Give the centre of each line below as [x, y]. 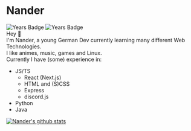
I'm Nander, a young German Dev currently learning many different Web [96, 40]
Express [34, 90]
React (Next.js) [43, 77]
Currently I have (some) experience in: [54, 59]
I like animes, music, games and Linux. [54, 53]
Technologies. [24, 46]
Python [24, 103]
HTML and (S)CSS [47, 84]
